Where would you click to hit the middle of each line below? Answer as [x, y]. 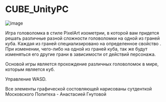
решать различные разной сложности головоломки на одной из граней [82, 38]
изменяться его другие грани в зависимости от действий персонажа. [80, 54]
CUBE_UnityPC [37, 9]
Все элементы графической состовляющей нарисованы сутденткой [79, 88]
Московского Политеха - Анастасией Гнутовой [56, 94]
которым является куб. [30, 69]
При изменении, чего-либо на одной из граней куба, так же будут [76, 49]
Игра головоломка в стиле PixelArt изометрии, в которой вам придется [82, 33]
